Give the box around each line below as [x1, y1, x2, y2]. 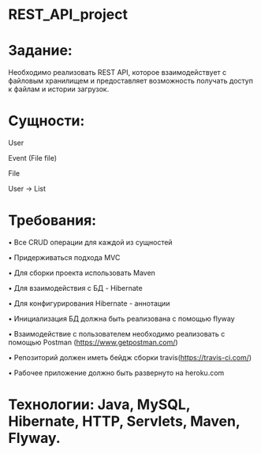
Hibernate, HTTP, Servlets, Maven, [8, 412, 240, 430]
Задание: [8, 42, 73, 60]
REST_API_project [8, 6, 129, 24]
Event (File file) [8, 154, 58, 163]
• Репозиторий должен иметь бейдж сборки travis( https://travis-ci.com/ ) [8, 353, 252, 362]
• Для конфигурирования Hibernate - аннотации [8, 299, 170, 308]
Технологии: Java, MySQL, [8, 396, 191, 414]
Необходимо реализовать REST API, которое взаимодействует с [8, 68, 227, 77]
